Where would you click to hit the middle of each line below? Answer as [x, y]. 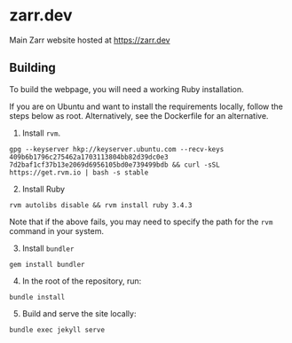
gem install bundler [47, 264]
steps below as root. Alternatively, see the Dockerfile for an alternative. [139, 115]
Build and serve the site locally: [79, 313]
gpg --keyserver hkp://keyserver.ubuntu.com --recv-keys [117, 149]
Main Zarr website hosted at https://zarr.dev [90, 40]
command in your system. [57, 230]
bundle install [37, 297]
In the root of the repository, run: [82, 281]
